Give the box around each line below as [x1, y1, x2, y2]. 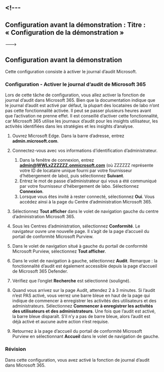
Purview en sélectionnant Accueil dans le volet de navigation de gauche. [12, 334, 160, 340]
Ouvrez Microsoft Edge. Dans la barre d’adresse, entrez [12, 133, 125, 139]
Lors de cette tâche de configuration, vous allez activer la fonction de [5, 92, 145, 98]
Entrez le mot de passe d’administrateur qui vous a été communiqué [19, 178, 157, 184]
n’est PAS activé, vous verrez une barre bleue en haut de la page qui [12, 292, 150, 299]
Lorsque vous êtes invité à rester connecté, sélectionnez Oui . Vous [19, 194, 155, 200]
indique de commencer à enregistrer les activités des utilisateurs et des [12, 298, 157, 304]
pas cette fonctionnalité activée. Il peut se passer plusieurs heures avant [5, 108, 151, 114]
